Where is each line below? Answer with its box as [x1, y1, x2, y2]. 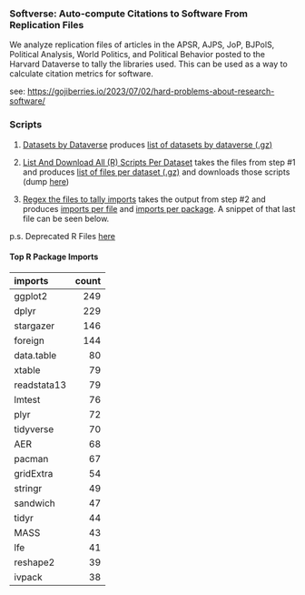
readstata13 [14, 378, 66, 391]
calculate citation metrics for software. [9, 68, 154, 79]
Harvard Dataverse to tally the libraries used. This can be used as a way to [9, 58, 288, 70]
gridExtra [14, 467, 54, 479]
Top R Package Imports [9, 251, 99, 262]
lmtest [14, 393, 41, 406]
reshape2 [14, 556, 55, 569]
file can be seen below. [22, 213, 110, 224]
